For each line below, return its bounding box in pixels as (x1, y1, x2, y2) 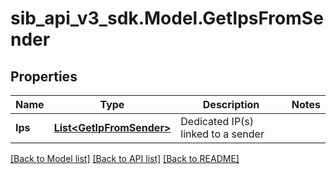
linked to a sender (180, 127, 265, 141)
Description (202, 98, 260, 111)
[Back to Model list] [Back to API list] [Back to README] (10, 153, 240, 164)
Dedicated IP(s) (180, 115, 255, 128)
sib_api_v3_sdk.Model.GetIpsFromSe (10, 7, 324, 30)
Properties (10, 68, 78, 85)
